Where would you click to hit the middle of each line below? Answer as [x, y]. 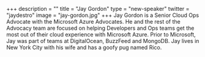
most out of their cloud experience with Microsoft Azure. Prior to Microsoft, [101, 35]
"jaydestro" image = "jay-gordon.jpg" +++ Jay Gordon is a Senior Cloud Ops [103, 15]
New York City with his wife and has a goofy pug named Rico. [84, 47]
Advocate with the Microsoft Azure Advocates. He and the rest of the [93, 22]
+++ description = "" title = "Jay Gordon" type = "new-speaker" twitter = [98, 9]
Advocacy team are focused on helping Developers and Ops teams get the [100, 28]
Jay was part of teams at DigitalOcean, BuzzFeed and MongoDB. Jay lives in [103, 41]
